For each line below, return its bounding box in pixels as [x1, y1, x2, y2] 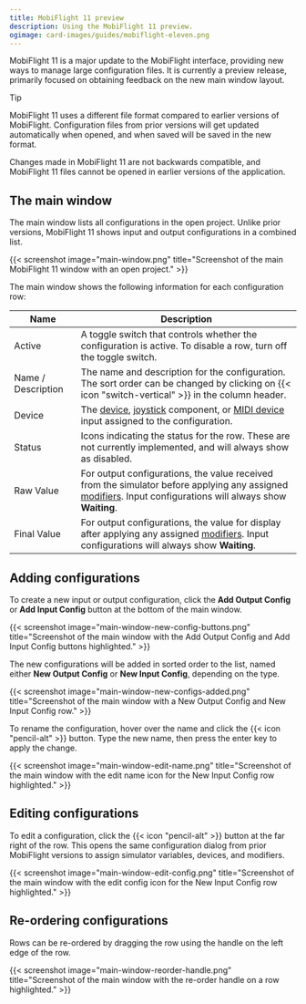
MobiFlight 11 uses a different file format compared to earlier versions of [9, 110, 280, 121]
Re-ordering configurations [9, 913, 168, 928]
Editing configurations [9, 806, 139, 822]
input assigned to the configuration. [80, 415, 233, 428]
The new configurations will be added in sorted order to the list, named [9, 658, 276, 669]
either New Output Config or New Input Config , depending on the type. [9, 668, 280, 679]
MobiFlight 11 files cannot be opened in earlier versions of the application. [9, 166, 286, 178]
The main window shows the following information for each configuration [9, 282, 284, 293]
